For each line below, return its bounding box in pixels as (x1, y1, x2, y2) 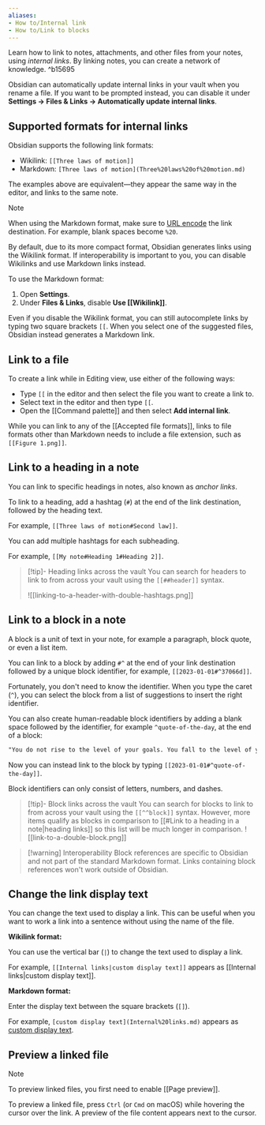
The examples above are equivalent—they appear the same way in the (8, 179, 237, 189)
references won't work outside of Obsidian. (27, 864, 169, 874)
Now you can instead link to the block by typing (8, 759, 163, 770)
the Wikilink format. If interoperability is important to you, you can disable (8, 250, 246, 261)
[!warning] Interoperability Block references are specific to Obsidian (27, 848, 248, 857)
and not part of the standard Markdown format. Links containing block (27, 856, 256, 865)
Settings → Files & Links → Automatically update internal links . (8, 96, 217, 107)
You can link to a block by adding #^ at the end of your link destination (8, 658, 236, 667)
